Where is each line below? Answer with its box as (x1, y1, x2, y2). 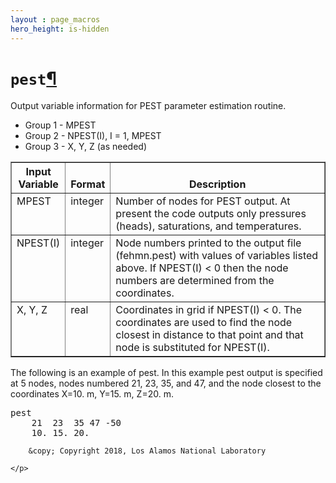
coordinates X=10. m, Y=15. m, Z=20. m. (10, 388, 174, 400)
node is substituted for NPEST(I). (115, 341, 270, 355)
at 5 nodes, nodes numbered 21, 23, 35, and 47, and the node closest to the (10, 377, 322, 390)
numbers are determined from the (115, 274, 275, 288)
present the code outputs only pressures (115, 207, 307, 221)
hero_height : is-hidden (10, 24, 110, 34)
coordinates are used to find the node (115, 316, 293, 330)
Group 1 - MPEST (24, 119, 97, 131)
